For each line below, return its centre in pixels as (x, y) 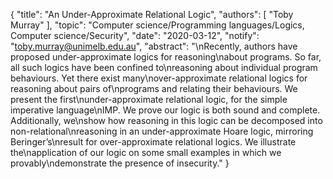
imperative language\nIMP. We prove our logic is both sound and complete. (165, 110)
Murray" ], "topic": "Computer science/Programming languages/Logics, (157, 25)
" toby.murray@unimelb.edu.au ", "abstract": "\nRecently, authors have (154, 46)
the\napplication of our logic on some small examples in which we (146, 152)
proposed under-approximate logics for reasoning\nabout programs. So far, (166, 57)
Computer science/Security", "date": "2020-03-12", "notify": (135, 35)
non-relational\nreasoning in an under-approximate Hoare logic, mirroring (162, 131)
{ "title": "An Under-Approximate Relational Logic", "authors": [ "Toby (152, 14)
